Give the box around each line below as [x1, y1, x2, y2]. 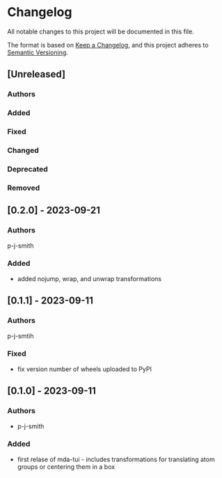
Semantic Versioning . [7, 48, 68, 57]
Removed [7, 183, 40, 193]
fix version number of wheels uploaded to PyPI [17, 364, 152, 373]
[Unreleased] [7, 68, 66, 80]
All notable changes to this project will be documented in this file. [7, 27, 195, 36]
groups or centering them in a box [17, 462, 116, 471]
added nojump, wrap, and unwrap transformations [17, 274, 162, 283]
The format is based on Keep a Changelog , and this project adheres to [7, 40, 209, 49]
